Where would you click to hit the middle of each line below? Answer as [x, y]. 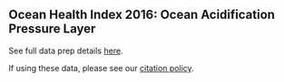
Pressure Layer [52, 29]
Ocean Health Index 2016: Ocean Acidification [142, 15]
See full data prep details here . [66, 50]
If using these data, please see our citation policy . [101, 68]
